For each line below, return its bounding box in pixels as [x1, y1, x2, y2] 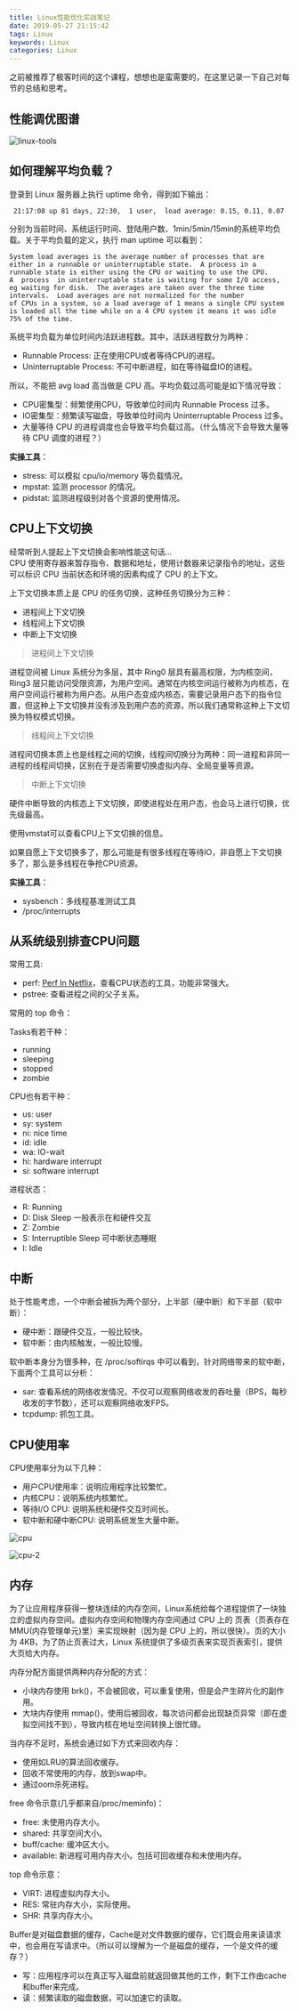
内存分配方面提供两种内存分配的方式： [9, 1666, 149, 1677]
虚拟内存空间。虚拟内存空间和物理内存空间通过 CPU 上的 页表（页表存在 [24, 1614, 290, 1625]
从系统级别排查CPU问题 [9, 933, 140, 949]
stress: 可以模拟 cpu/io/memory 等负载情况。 [21, 470, 189, 481]
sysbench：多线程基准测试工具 [21, 895, 136, 906]
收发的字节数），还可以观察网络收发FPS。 [21, 1398, 174, 1409]
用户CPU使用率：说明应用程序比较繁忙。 [21, 1482, 172, 1491]
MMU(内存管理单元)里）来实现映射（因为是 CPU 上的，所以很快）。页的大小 [9, 1625, 287, 1635]
